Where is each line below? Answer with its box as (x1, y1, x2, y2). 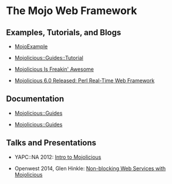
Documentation (6, 94, 65, 104)
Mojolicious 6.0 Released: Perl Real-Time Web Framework (14, 77, 155, 84)
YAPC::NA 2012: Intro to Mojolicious (14, 154, 102, 161)
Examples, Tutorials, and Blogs (6, 28, 122, 38)
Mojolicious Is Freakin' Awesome (14, 66, 94, 73)
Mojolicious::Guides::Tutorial (14, 54, 83, 61)
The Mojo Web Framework (6, 4, 137, 18)
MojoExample (14, 43, 48, 50)
